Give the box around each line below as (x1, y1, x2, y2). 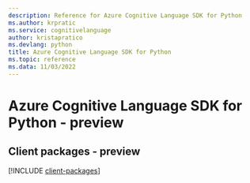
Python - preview (8, 114, 124, 131)
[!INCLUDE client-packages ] (8, 166, 100, 175)
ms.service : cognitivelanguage (8, 26, 112, 34)
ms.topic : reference (8, 56, 77, 64)
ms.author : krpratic (8, 19, 77, 27)
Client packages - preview (8, 145, 141, 159)
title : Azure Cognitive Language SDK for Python (8, 48, 172, 56)
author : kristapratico (8, 33, 83, 42)
